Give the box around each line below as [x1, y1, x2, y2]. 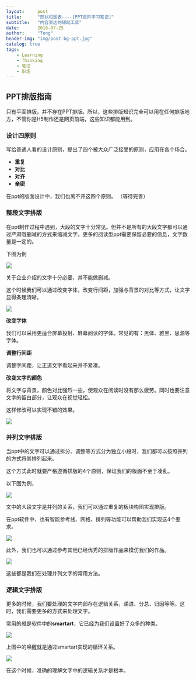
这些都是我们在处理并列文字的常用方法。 [6, 570, 103, 577]
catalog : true [6, 42, 41, 47]
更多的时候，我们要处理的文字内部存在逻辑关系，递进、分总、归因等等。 [6, 601, 180, 608]
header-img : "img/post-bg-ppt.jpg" [6, 36, 93, 42]
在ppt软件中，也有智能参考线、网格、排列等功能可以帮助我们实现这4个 [6, 516, 176, 523]
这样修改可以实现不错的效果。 [6, 406, 78, 413]
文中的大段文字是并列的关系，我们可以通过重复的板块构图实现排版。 [6, 503, 170, 510]
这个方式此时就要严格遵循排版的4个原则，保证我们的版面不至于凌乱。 [6, 467, 173, 474]
